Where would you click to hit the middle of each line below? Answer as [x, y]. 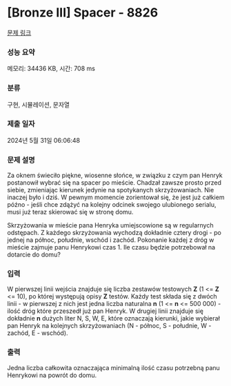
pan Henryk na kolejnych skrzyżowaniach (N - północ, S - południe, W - [109, 326]
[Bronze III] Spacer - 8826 [83, 13]
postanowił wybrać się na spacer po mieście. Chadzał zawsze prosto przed [114, 183]
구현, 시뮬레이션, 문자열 [39, 104]
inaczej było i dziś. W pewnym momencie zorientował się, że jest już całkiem [116, 197]
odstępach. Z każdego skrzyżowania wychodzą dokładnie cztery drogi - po [114, 233]
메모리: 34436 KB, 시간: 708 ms [51, 69]
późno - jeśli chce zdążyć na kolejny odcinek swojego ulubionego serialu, [112, 205]
